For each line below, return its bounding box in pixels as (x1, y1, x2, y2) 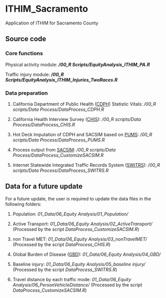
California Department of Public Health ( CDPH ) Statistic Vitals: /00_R (12, 101, 156, 107)
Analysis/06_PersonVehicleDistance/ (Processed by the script (12, 282, 143, 288)
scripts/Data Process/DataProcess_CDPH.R (12, 106, 104, 112)
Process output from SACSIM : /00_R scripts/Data (12, 146, 116, 153)
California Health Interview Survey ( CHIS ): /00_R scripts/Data (12, 116, 141, 122)
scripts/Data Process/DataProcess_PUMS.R (12, 137, 105, 143)
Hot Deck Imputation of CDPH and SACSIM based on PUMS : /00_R (12, 131, 152, 137)
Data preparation (5, 90, 48, 97)
